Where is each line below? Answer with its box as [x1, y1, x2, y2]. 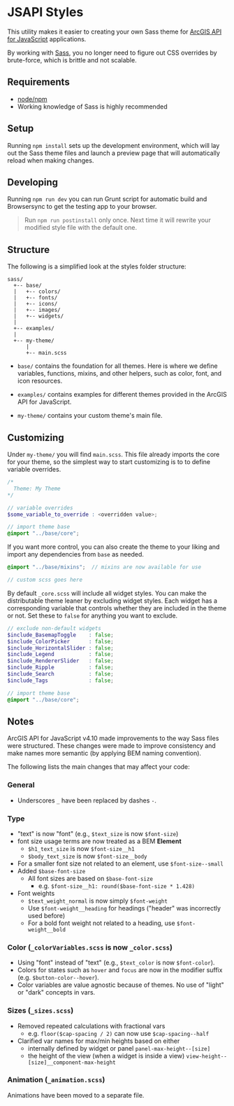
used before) [27, 911, 65, 920]
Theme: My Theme [13, 485, 61, 492]
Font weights [17, 889, 55, 897]
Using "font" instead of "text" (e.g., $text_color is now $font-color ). [17, 958, 215, 967]
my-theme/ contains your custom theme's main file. [17, 411, 163, 420]
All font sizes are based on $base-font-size [27, 874, 154, 882]
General [7, 780, 35, 790]
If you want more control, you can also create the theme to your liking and [7, 542, 220, 551]
